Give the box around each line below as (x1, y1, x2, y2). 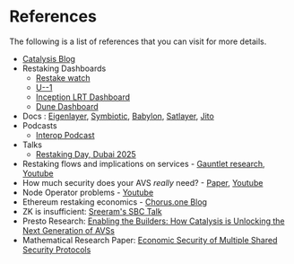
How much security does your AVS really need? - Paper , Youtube (22, 177, 264, 188)
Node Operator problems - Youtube (22, 187, 154, 198)
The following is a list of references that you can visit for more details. (9, 36, 267, 47)
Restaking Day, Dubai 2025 (35, 148, 136, 159)
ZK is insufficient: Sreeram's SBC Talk (22, 206, 163, 216)
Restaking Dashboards (22, 63, 107, 74)
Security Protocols (22, 244, 91, 255)
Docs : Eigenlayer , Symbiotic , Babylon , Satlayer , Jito (22, 110, 215, 121)
